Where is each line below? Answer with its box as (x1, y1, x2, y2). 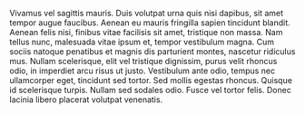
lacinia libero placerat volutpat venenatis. (9, 94, 163, 105)
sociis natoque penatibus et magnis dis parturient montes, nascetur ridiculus (9, 46, 296, 57)
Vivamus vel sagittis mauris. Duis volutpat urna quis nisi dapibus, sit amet (9, 8, 284, 18)
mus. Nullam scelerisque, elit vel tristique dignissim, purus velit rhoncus (9, 56, 278, 66)
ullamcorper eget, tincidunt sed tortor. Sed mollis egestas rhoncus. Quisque (9, 75, 293, 85)
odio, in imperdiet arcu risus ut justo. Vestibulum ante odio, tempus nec (9, 65, 276, 76)
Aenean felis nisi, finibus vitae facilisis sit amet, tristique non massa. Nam (9, 27, 283, 37)
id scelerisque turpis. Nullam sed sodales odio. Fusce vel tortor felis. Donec (9, 85, 292, 95)
